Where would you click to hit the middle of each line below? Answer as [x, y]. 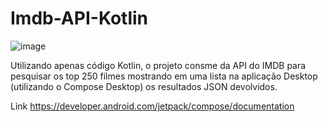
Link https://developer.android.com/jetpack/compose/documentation [152, 106]
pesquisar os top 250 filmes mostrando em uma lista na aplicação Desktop [164, 76]
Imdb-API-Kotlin [79, 18]
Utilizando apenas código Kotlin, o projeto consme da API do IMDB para [158, 65]
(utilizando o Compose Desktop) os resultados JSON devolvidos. [144, 86]
